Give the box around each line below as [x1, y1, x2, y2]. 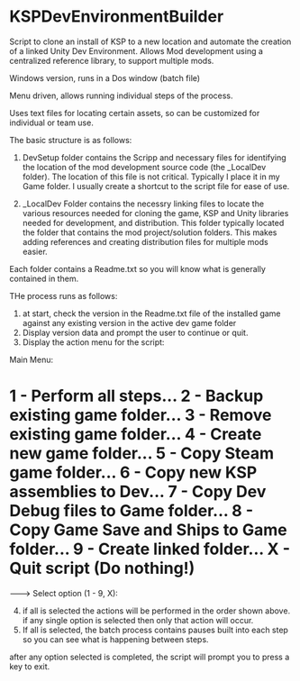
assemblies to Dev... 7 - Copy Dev [9, 482, 267, 502]
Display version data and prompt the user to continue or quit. [22, 327, 249, 338]
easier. [22, 246, 48, 257]
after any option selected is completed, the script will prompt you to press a [9, 651, 290, 662]
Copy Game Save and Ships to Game [9, 520, 287, 540]
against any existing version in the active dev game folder [22, 317, 237, 328]
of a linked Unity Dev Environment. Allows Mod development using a [9, 45, 264, 56]
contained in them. [9, 273, 79, 284]
